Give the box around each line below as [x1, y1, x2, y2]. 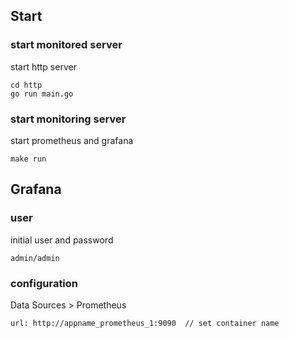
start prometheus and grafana [10, 134, 134, 146]
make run [10, 154, 47, 164]
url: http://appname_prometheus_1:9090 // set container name [10, 318, 280, 328]
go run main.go [10, 89, 74, 99]
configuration [10, 276, 79, 290]
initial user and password [10, 234, 114, 246]
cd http [10, 80, 43, 90]
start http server [10, 60, 77, 73]
